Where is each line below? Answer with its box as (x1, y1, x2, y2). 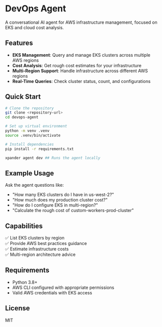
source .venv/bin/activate (5, 133, 61, 138)
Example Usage (5, 169, 54, 177)
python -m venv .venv (5, 128, 50, 133)
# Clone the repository (5, 106, 54, 111)
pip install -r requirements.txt (5, 146, 74, 151)
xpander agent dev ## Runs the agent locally (5, 155, 100, 161)
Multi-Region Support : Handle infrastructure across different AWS (12, 68, 148, 74)
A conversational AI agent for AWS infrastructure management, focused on (5, 19, 158, 25)
